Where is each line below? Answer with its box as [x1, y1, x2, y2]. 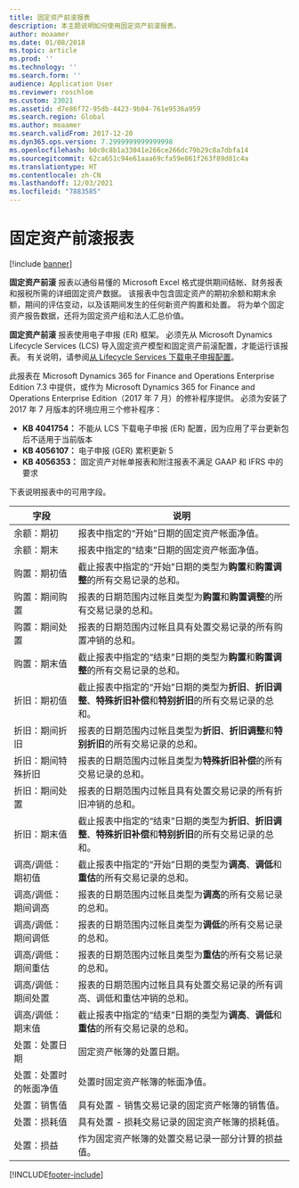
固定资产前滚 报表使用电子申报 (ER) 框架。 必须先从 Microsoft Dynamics [9, 329, 273, 340]
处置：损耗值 [13, 1116, 69, 1128]
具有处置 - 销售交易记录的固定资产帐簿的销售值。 [77, 1099, 285, 1111]
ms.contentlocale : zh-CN [9, 170, 101, 179]
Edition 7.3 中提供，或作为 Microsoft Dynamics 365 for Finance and [9, 381, 255, 392]
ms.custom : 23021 [9, 95, 74, 105]
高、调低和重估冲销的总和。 [77, 992, 194, 1004]
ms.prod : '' [9, 54, 53, 63]
